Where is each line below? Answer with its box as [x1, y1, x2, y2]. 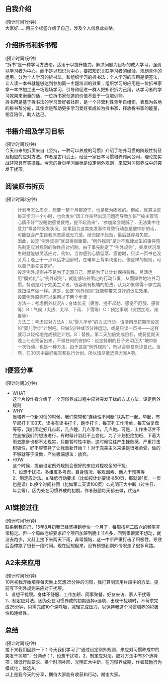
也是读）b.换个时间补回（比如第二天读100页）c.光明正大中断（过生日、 [12, 481, 158, 487]
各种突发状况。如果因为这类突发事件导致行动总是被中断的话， [32, 226, 159, 231]
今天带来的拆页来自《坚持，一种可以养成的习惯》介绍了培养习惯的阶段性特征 [5, 147, 162, 153]
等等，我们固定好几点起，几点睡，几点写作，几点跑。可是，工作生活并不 [12, 426, 161, 432]
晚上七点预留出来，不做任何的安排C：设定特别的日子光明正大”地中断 [17, 338, 158, 343]
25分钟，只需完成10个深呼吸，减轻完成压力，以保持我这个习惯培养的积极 [9, 604, 159, 610]
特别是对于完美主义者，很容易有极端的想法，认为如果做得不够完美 [26, 282, 162, 288]
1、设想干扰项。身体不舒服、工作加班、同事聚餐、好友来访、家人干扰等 [5, 591, 151, 597]
